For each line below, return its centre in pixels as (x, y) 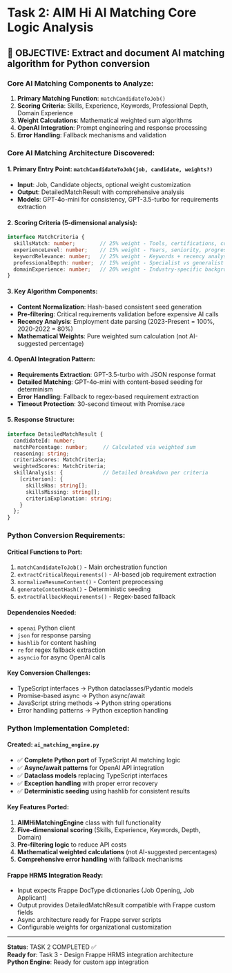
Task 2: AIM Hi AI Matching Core (102, 13)
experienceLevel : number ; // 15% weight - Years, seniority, (108, 250)
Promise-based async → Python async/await (81, 695)
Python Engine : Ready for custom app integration (78, 962)
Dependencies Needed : (42, 612)
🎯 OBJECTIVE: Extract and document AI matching (116, 53)
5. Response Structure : (41, 420)
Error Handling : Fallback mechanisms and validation (92, 135)
